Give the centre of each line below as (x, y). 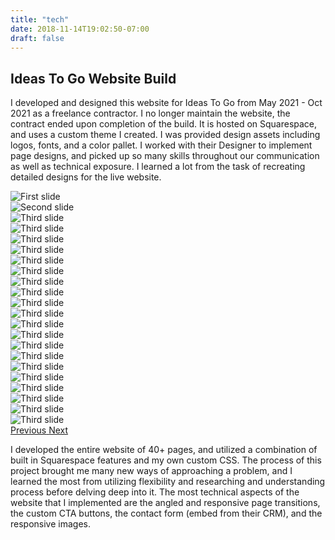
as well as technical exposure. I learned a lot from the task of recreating (158, 167)
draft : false (37, 38)
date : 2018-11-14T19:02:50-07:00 (80, 29)
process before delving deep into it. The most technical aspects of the (155, 492)
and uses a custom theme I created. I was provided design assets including (165, 135)
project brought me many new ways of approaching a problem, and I (151, 471)
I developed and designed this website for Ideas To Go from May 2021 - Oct (166, 103)
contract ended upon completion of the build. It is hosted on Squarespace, (164, 124)
